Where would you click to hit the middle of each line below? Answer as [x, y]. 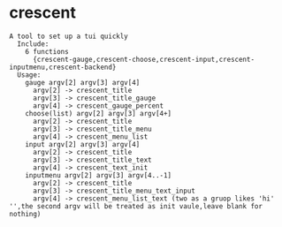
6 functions [47, 51]
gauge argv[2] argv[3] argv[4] [83, 82]
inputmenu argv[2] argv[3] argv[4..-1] [99, 175]
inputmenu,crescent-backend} [63, 67]
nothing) [25, 214]
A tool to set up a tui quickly [69, 36]
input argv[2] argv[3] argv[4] [83, 144]
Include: [33, 44]
